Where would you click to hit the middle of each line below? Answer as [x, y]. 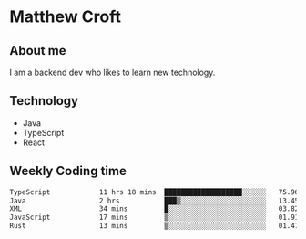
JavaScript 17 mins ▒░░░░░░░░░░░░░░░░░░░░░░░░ [138, 218]
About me [38, 51]
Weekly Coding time [68, 171]
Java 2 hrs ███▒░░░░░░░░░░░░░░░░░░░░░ [138, 201]
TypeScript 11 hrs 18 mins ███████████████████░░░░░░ [138, 192]
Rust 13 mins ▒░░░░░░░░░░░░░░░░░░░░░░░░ [138, 226]
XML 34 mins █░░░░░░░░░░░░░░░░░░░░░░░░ [138, 209]
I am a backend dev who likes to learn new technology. [112, 72]
